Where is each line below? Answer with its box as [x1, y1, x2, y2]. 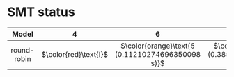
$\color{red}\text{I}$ [41, 49, 108, 59]
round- [10, 45, 35, 55]
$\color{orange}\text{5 [120, 41, 195, 51]
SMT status [7, 4, 75, 20]
